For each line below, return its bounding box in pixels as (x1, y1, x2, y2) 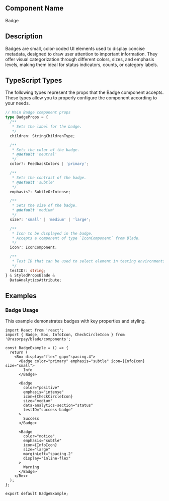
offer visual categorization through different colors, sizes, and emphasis (5, 56, 154, 62)
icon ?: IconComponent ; (10, 245, 57, 250)
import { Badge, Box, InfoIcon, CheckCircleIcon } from (5, 332, 125, 338)
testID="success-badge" (23, 407, 73, 413)
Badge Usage (5, 306, 39, 313)
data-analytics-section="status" (23, 403, 94, 408)
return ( (10, 350, 28, 355)
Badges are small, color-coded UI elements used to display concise (5, 45, 145, 51)
